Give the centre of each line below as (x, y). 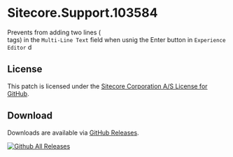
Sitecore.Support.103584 (83, 13)
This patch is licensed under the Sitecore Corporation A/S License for (107, 86)
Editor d (20, 47)
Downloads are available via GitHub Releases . (73, 132)
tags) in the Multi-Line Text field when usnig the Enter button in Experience (116, 39)
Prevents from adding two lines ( (54, 32)
